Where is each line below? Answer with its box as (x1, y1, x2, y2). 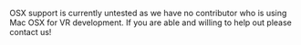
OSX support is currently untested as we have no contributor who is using (9, 8, 287, 18)
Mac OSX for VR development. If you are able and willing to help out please (9, 17, 292, 28)
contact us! (9, 27, 52, 37)
